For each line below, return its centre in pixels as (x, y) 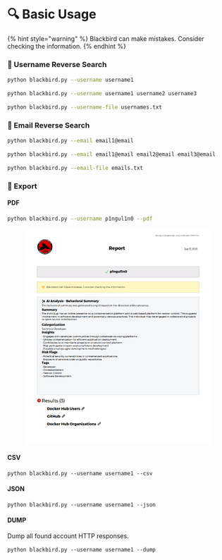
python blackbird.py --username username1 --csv (80, 473)
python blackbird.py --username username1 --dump (82, 550)
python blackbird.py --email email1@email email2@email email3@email (112, 154)
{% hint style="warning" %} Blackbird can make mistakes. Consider (106, 38)
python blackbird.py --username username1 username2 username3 (102, 94)
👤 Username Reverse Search (57, 64)
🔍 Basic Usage (52, 14)
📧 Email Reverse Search (49, 125)
